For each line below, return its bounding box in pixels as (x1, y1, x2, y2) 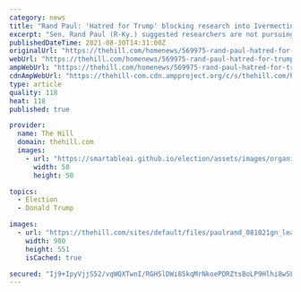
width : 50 (32, 162, 70, 171)
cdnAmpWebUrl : (9, 72, 63, 81)
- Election (17, 195, 58, 204)
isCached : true (25, 253, 82, 262)
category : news (9, 13, 66, 22)
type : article (9, 80, 63, 89)
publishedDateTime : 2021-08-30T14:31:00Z (9, 38, 167, 47)
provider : (9, 121, 47, 130)
